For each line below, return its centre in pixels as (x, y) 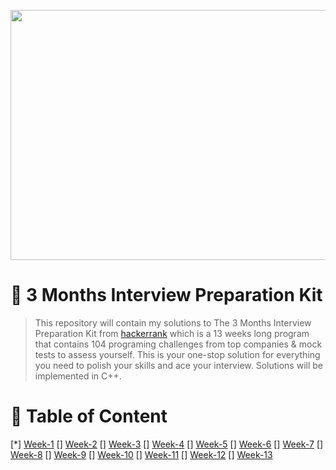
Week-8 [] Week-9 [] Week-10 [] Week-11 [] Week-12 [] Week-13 (141, 454)
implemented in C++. (78, 376)
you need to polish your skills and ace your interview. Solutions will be (178, 365)
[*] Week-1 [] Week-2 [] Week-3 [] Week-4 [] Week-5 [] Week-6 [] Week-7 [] (167, 444)
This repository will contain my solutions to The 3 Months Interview (173, 322)
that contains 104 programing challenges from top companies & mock (178, 344)
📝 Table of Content (89, 416)
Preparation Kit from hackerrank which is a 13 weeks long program (172, 333)
